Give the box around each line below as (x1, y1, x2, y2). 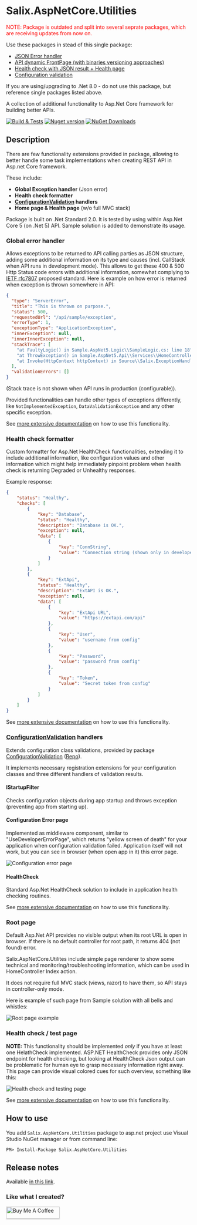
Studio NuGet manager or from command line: (6, 1135, 118, 1142)
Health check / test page (6, 1029, 77, 1037)
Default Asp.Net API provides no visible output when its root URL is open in (6, 932, 188, 939)
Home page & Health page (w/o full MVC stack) (14, 204, 131, 211)
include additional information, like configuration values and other (6, 454, 165, 461)
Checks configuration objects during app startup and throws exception (6, 797, 177, 804)
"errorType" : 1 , (11, 320, 51, 326)
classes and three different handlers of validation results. (6, 770, 144, 777)
